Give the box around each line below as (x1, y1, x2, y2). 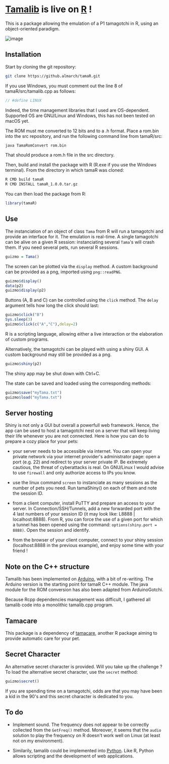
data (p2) (5, 283, 24, 288)
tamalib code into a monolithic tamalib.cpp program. (5, 602, 114, 608)
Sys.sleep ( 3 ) (5, 317, 33, 322)
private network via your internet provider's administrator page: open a (12, 454, 160, 460)
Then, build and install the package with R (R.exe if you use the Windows (5, 162, 157, 168)
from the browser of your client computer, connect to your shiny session (12, 537, 163, 543)
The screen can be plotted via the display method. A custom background (5, 263, 158, 269)
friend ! (12, 548, 28, 554)
